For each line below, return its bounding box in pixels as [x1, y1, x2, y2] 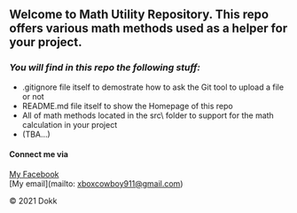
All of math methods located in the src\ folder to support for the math [21, 110, 275, 121]
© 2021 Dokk [9, 195, 58, 206]
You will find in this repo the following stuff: [9, 61, 201, 74]
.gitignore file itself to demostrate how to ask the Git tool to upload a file [21, 82, 285, 92]
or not [21, 91, 44, 101]
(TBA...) [21, 129, 51, 139]
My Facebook [9, 169, 59, 179]
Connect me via [9, 149, 69, 160]
